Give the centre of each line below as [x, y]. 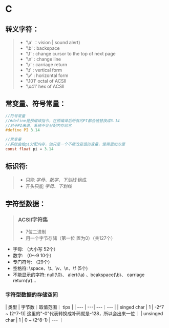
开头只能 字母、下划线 [49, 186]
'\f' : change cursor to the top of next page [71, 54]
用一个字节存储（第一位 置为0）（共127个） [70, 238]
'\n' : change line [43, 59]
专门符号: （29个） [33, 262]
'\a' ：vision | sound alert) [53, 42]
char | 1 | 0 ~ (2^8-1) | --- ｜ [35, 320]
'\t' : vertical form [44, 70]
